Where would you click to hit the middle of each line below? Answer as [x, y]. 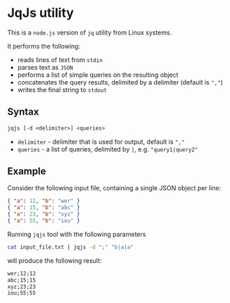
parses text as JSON [45, 67]
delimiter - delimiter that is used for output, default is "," [101, 142]
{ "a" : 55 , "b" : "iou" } [44, 221]
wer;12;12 [22, 273]
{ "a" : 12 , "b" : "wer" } [44, 201]
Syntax [23, 112]
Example [27, 172]
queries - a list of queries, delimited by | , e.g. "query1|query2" [108, 149]
